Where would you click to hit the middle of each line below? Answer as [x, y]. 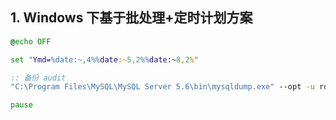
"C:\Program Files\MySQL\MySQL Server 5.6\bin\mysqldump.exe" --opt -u [162, 87]
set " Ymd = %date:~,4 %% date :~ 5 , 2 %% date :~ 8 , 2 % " [104, 59]
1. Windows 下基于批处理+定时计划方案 [131, 18]
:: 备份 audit [38, 78]
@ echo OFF [31, 41]
